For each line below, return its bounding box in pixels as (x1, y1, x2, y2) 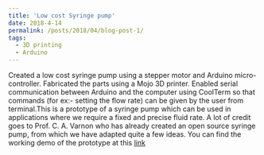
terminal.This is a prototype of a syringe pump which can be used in (8, 104, 231, 114)
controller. (8, 79, 42, 88)
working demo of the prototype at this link (8, 138, 146, 147)
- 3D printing (15, 41, 62, 49)
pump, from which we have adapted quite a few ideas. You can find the (8, 130, 242, 139)
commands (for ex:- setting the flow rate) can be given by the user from (8, 96, 244, 105)
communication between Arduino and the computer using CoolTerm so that (8, 87, 256, 96)
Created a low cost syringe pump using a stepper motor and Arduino (8, 71, 233, 79)
